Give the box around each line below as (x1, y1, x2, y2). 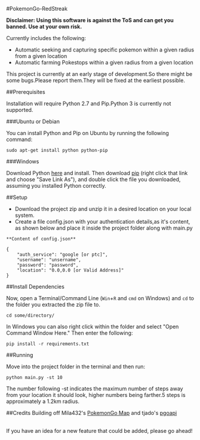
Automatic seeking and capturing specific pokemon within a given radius (14, 46, 195, 53)
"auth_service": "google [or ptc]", (17, 252, 109, 258)
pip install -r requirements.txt (6, 341, 90, 347)
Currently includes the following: (6, 35, 87, 41)
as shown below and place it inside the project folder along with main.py (14, 224, 193, 231)
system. (14, 212, 35, 219)
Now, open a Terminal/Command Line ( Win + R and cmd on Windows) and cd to (6, 295, 194, 301)
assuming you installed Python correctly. (6, 182, 106, 189)
